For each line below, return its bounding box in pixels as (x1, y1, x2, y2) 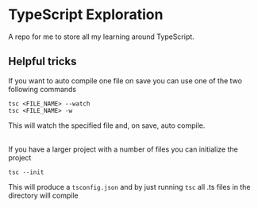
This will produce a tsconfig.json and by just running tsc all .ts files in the (8, 182, 251, 191)
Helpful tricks (8, 55, 77, 68)
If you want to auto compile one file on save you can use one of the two (8, 75, 242, 85)
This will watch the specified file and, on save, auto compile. (8, 121, 206, 130)
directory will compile (8, 191, 79, 200)
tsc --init (8, 168, 44, 176)
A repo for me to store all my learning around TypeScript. (8, 32, 194, 41)
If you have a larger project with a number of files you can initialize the (8, 144, 238, 154)
